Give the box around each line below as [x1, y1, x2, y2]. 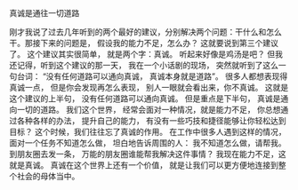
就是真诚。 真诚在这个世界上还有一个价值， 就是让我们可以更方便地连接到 [9, 160, 278, 170]
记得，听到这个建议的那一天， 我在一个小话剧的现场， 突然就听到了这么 [16, 60, 278, 70]
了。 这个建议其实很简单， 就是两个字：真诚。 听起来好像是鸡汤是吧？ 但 [9, 49, 276, 59]
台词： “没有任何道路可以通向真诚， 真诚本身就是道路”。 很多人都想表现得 [16, 71, 288, 82]
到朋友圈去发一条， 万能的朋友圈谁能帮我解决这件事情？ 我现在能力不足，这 [9, 149, 286, 159]
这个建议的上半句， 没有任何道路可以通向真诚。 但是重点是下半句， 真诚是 [9, 93, 281, 104]
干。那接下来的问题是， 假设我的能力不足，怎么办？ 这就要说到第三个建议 [9, 38, 278, 48]
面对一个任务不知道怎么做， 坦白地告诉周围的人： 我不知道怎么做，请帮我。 [9, 138, 286, 148]
